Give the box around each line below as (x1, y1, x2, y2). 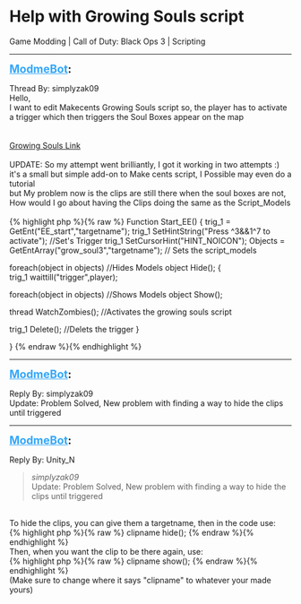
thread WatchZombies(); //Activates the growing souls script (9, 306, 233, 317)
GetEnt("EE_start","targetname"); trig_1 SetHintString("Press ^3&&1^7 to (9, 226, 271, 237)
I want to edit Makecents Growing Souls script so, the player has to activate (9, 101, 288, 113)
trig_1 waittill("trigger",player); (9, 272, 118, 282)
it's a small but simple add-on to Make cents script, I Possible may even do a (9, 168, 292, 179)
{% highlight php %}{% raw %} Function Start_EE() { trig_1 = (9, 216, 231, 227)
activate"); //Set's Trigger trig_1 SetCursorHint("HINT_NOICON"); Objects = (9, 235, 286, 246)
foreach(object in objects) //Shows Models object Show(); (9, 289, 223, 299)
